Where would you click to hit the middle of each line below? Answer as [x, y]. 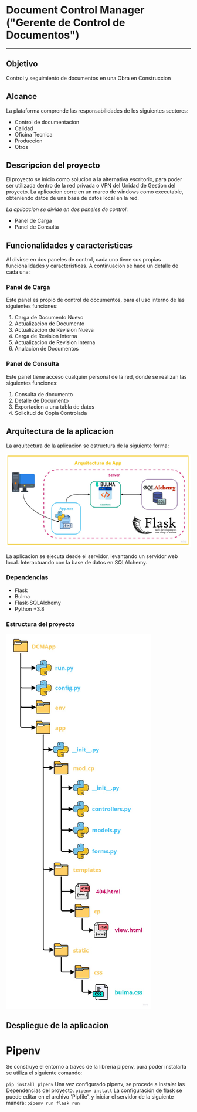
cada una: [18, 272]
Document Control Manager [75, 10]
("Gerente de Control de [66, 23]
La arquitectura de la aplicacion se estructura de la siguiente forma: [88, 446]
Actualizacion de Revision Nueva [54, 330]
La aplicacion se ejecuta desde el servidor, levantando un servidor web [92, 556]
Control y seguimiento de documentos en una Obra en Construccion [89, 78]
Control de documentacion [47, 122]
